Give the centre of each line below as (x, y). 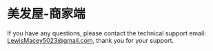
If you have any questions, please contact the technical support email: (107, 33)
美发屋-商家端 (47, 14)
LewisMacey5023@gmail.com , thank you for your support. (91, 40)
